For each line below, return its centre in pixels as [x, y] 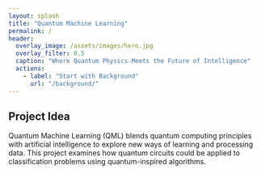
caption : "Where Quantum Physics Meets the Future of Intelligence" [133, 62]
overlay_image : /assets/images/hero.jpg [84, 46]
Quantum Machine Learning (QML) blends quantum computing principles [130, 136]
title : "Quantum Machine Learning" [68, 23]
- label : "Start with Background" [81, 76]
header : [21, 38]
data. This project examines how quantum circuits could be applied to [124, 153]
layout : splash [34, 16]
